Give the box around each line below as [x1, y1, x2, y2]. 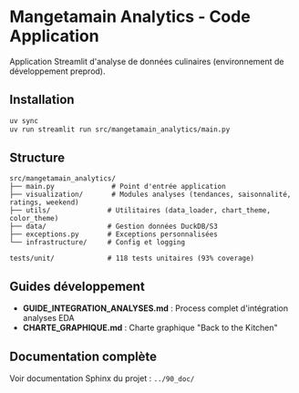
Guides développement [9, 278, 146, 294]
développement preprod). [9, 66, 107, 77]
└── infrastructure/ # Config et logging [9, 238, 185, 247]
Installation [9, 92, 75, 108]
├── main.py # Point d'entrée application [9, 182, 226, 191]
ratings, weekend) [9, 198, 79, 207]
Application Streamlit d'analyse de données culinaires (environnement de [9, 56, 284, 67]
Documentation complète [9, 348, 158, 364]
